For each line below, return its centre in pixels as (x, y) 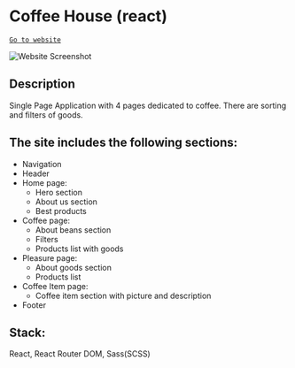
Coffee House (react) (89, 16)
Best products (61, 211)
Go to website (35, 40)
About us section (66, 202)
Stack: (27, 332)
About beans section (73, 230)
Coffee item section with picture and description (123, 295)
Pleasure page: (50, 257)
